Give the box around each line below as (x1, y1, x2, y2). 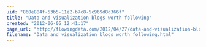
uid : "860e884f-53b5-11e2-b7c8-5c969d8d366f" (6, 9, 124, 15)
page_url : (6, 26, 32, 32)
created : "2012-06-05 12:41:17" (6, 20, 89, 26)
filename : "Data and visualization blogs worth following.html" (6, 32, 174, 38)
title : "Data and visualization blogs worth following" (6, 15, 152, 21)
